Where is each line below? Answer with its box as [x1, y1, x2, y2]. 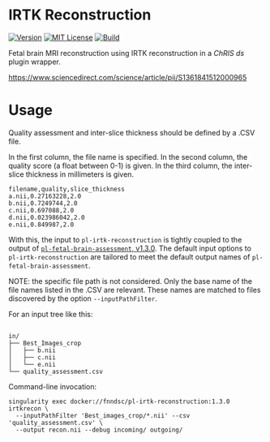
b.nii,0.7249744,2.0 [8, 199, 79, 208]
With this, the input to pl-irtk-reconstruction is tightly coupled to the [8, 234, 242, 244]
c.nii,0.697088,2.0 [8, 206, 75, 214]
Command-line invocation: [8, 381, 97, 391]
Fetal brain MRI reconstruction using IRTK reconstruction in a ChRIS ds [8, 48, 245, 58]
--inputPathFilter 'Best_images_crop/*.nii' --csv [15, 411, 191, 419]
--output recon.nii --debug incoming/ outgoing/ [15, 426, 183, 434]
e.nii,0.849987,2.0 [8, 221, 75, 229]
